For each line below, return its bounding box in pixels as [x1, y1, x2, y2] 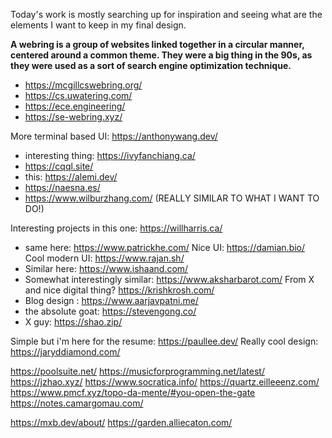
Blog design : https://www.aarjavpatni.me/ [24, 295, 199, 306]
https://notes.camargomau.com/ [10, 397, 144, 409]
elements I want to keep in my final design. [10, 19, 187, 31]
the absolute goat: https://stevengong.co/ [24, 305, 197, 317]
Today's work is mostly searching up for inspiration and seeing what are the [10, 9, 323, 20]
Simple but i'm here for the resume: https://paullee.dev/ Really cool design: [10, 335, 319, 347]
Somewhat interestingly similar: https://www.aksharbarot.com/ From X [24, 274, 315, 285]
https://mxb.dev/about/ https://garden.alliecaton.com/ [10, 417, 233, 428]
